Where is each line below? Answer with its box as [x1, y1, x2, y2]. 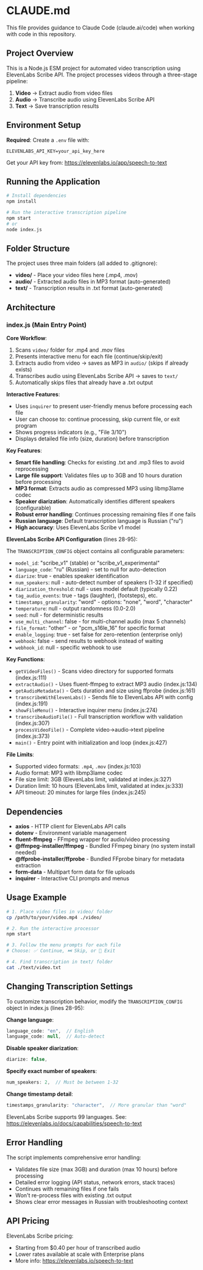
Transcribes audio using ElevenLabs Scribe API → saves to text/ [15, 373, 179, 380]
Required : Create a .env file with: [6, 136, 90, 144]
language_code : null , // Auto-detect [6, 1033, 105, 1040]
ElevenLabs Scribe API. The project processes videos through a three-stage [6, 71, 198, 78]
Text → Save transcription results [15, 102, 99, 110]
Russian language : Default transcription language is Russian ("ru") [15, 518, 183, 525]
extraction [15, 861, 41, 869]
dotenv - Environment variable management [15, 829, 127, 836]
